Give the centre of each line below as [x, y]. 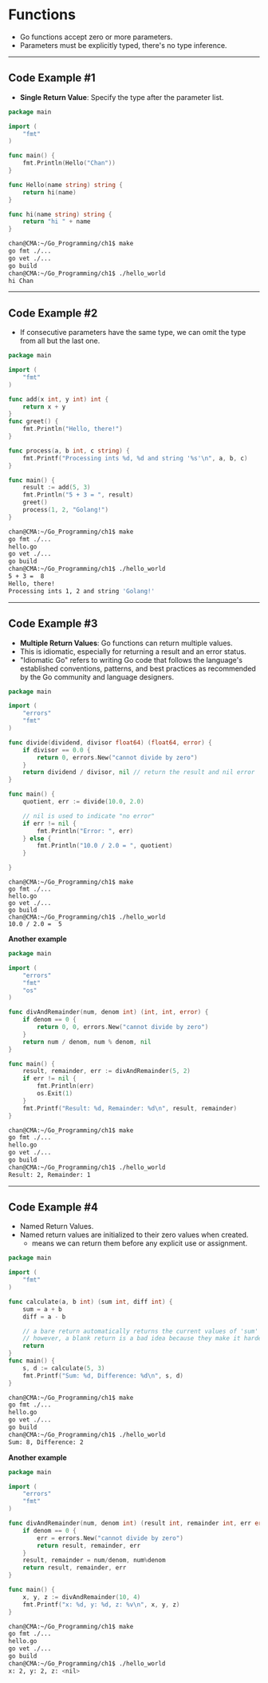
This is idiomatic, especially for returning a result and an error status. [133, 651]
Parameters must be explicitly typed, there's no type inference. [123, 45]
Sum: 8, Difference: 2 [46, 1442]
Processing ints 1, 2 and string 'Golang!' [82, 591]
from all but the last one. [60, 341]
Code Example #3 [53, 624]
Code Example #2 [53, 313]
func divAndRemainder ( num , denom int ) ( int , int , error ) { [108, 1012]
